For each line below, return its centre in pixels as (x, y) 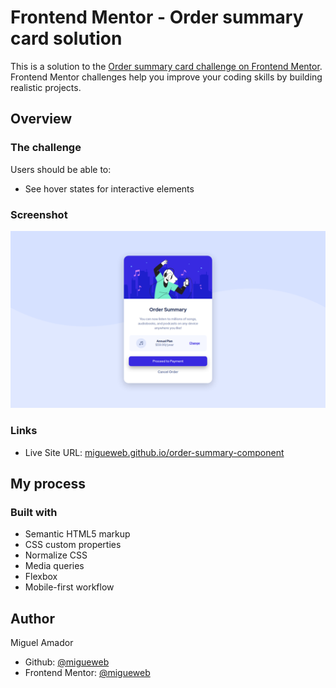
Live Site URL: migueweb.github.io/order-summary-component (154, 452)
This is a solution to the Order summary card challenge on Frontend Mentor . (166, 66)
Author (32, 618)
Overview (41, 119)
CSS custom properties (73, 545)
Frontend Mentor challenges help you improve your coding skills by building (166, 77)
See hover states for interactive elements (109, 188)
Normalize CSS (56, 555)
